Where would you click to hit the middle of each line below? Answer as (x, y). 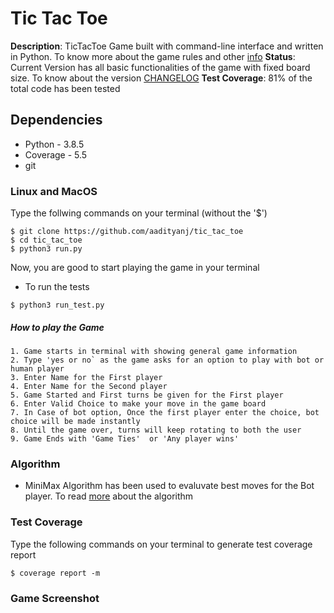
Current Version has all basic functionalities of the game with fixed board (160, 67)
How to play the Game (57, 327)
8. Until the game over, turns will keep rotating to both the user (156, 430)
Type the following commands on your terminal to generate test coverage (161, 544)
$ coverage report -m (55, 573)
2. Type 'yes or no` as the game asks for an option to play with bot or (167, 360)
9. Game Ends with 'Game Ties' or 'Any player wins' (125, 439)
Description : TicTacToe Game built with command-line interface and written (167, 46)
